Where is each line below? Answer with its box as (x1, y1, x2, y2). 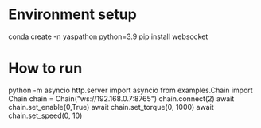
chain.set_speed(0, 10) (8, 111, 83, 120)
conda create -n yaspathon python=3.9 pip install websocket (8, 32, 208, 41)
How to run (8, 59, 83, 77)
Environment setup (8, 6, 137, 24)
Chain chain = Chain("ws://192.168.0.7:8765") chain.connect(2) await (8, 93, 235, 104)
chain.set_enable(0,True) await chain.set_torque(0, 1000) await (8, 102, 215, 111)
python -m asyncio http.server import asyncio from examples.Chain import (8, 85, 253, 95)
